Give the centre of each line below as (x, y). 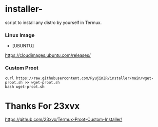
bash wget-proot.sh (25, 86)
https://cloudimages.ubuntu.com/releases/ (48, 55)
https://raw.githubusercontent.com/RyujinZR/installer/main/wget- (85, 78)
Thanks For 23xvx (42, 106)
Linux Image (20, 35)
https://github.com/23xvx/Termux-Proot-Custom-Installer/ (64, 119)
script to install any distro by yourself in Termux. (53, 22)
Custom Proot (22, 68)
